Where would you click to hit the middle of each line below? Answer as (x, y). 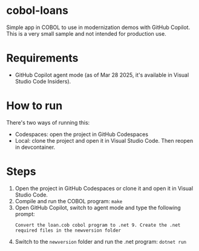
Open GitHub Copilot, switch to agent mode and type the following (98, 207)
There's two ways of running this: (48, 122)
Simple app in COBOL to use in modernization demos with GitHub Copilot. (98, 27)
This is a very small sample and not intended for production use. (86, 33)
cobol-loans (37, 11)
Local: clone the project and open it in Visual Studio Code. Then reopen (104, 140)
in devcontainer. (35, 147)
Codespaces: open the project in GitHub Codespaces (82, 134)
